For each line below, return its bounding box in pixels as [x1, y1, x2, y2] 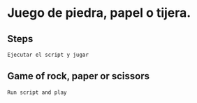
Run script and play [7, 89, 68, 96]
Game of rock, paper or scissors [7, 70, 150, 82]
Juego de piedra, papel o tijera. [7, 5, 191, 21]
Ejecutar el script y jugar [7, 51, 89, 58]
